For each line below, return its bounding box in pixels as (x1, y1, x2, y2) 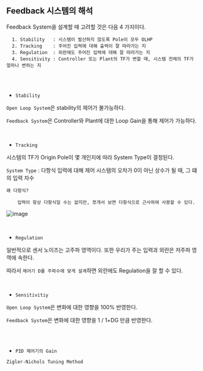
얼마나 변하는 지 (6, 62, 42, 68)
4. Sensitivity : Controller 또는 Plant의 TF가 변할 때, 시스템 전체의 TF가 (12, 56, 194, 62)
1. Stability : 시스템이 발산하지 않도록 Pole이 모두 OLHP (12, 36, 153, 43)
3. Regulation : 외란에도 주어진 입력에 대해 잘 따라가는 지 (12, 49, 150, 56)
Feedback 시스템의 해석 (6, 5, 94, 16)
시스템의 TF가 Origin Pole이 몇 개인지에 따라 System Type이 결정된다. (6, 153, 175, 160)
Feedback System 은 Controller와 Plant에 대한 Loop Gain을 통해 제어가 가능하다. (6, 117, 197, 124)
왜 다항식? (6, 187, 29, 193)
